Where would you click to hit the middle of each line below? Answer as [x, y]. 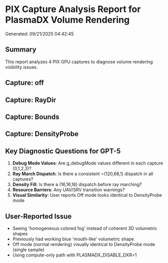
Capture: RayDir [31, 100]
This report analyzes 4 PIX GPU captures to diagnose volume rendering [79, 62]
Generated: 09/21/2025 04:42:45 [40, 34]
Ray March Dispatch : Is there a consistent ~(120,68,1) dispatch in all [83, 174]
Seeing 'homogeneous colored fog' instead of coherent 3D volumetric [85, 228]
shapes [20, 233]
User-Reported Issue [38, 216]
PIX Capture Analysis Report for [73, 9]
